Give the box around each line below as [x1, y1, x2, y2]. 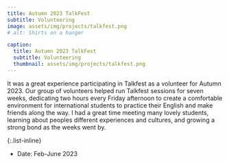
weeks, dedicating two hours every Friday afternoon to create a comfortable [7, 94, 223, 102]
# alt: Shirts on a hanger [7, 29, 84, 36]
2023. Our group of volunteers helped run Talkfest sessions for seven [7, 86, 204, 95]
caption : [7, 42, 32, 49]
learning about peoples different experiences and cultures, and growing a [7, 116, 215, 124]
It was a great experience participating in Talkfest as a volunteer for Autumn [7, 79, 221, 88]
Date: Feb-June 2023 [16, 149, 77, 158]
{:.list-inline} [7, 136, 42, 145]
